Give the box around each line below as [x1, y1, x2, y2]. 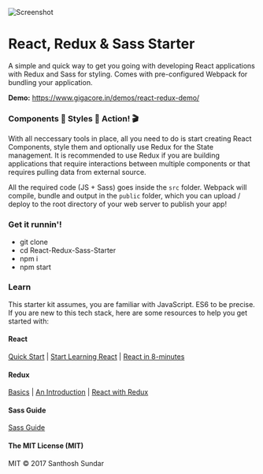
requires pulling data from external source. [8, 168, 147, 177]
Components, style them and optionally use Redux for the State [8, 143, 214, 152]
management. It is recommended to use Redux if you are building [8, 150, 220, 161]
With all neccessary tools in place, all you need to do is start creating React [8, 134, 252, 143]
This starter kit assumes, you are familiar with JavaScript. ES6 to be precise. [8, 299, 256, 309]
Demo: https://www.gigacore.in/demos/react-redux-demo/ [8, 93, 200, 102]
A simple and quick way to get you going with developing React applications [8, 61, 256, 70]
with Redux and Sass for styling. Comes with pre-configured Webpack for [8, 69, 248, 79]
